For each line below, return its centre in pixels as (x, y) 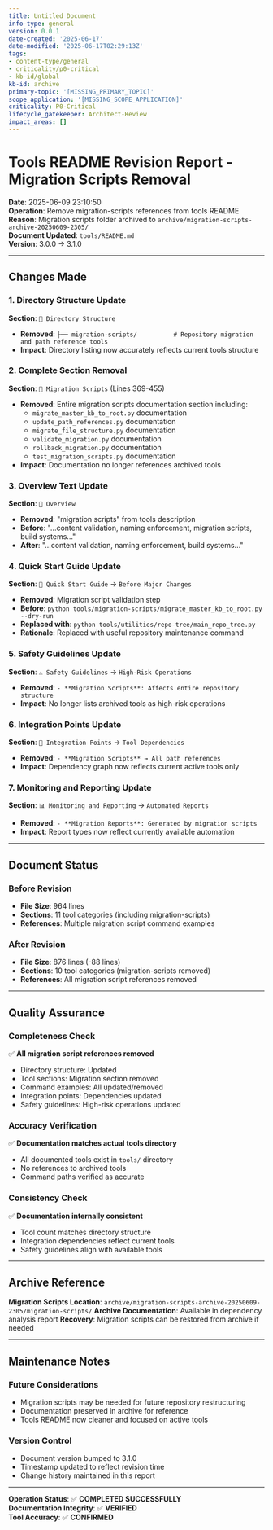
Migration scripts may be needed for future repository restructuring (133, 1402)
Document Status (54, 865)
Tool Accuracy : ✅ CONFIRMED (61, 1517)
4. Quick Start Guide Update (65, 567)
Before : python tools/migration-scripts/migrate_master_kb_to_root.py (141, 608)
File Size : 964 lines (52, 905)
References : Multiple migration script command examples (117, 923)
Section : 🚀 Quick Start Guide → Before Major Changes (100, 584)
